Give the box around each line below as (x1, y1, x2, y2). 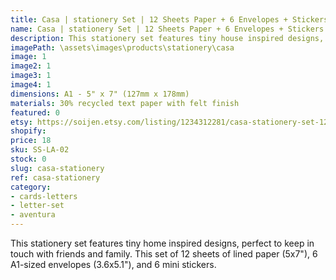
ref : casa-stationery (10, 172, 101, 183)
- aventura (10, 210, 56, 220)
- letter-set (10, 201, 65, 211)
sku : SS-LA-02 (10, 145, 70, 155)
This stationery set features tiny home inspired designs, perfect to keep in (10, 237, 315, 249)
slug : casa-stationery (10, 163, 105, 173)
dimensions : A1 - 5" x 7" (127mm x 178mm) (10, 89, 190, 99)
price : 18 (10, 136, 52, 146)
